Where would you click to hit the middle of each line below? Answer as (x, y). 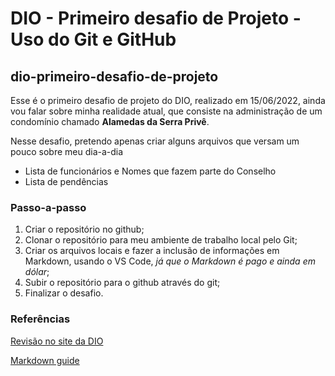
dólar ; (37, 272)
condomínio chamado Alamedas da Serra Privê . (110, 121)
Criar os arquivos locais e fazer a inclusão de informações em (152, 251)
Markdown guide (45, 360)
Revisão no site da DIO (57, 341)
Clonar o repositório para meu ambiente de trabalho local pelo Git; (161, 240)
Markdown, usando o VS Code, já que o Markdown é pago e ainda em (170, 261)
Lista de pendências (66, 181)
